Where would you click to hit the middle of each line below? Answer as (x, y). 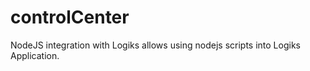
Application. (35, 55)
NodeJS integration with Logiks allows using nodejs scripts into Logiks (155, 45)
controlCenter (70, 17)
